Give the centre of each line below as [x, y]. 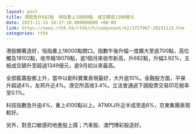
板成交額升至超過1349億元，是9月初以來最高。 [62, 66]
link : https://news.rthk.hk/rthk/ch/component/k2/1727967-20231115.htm [95, 28]
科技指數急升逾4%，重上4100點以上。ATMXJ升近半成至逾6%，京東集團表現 [98, 105]
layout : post [22, 11]
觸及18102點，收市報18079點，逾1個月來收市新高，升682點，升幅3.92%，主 [98, 58]
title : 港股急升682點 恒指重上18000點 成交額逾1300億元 [70, 17]
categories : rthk [27, 33]
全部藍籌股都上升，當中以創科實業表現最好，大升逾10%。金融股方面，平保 [96, 78]
